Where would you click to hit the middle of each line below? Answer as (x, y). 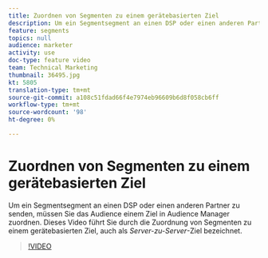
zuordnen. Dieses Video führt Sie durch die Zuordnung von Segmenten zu (130, 222)
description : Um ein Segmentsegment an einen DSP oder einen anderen (126, 23)
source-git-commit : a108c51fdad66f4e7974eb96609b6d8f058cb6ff (114, 97)
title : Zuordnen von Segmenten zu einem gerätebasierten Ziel (114, 16)
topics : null (30, 38)
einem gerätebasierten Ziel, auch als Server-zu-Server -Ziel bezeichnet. (125, 230)
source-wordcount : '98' (48, 113)
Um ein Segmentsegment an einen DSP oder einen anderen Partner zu (124, 205)
